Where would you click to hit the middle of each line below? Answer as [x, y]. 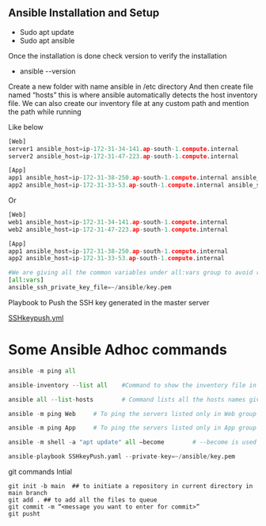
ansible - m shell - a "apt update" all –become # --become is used [133, 442]
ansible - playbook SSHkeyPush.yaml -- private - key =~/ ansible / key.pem [122, 457]
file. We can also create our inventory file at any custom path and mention [129, 103]
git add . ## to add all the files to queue [83, 500]
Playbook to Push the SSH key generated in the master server [109, 302]
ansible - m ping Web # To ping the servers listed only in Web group [133, 414]
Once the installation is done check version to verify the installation [118, 55]
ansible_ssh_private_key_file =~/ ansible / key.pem [90, 288]
